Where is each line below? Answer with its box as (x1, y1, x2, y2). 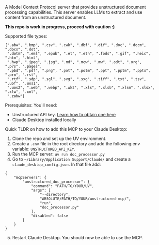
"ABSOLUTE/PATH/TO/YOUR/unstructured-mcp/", (39, 196, 131, 201)
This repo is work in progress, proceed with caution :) (5, 24, 115, 30)
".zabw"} (7, 94, 25, 99)
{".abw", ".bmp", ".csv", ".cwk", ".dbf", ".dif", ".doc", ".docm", (5, 43, 146, 48)
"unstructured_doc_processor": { (22, 179, 90, 184)
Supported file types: (5, 34, 48, 39)
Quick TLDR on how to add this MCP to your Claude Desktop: (5, 126, 127, 132)
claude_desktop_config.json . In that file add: (12, 161, 101, 167)
